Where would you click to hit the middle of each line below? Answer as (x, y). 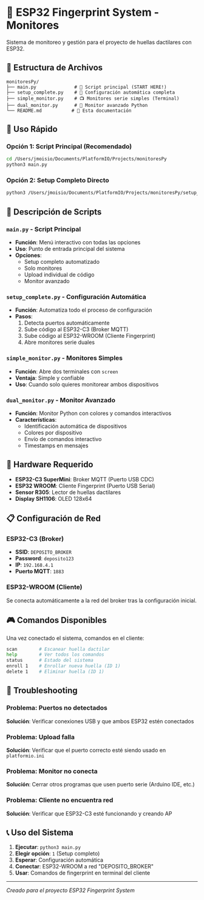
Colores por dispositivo (53, 432)
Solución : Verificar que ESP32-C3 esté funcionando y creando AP (89, 813)
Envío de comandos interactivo (63, 439)
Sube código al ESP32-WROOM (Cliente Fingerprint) (90, 336)
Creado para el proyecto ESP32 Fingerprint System (70, 890)
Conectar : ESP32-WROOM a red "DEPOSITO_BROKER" (84, 867)
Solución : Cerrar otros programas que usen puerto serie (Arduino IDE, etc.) (101, 785)
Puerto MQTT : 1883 (39, 571)
